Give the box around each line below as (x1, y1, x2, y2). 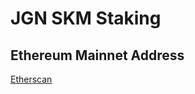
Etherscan (10, 73, 53, 85)
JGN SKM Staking (10, 7, 162, 30)
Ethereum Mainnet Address (10, 47, 185, 64)
